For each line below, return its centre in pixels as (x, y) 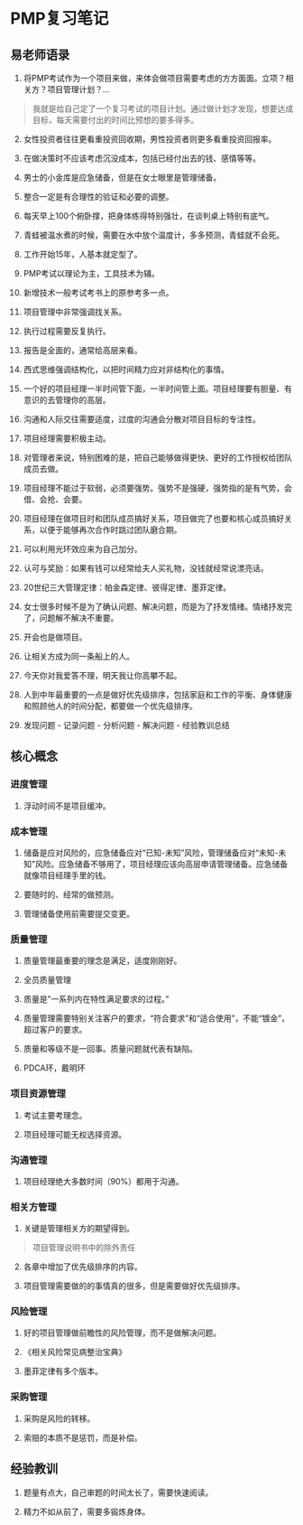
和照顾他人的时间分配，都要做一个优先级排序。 (110, 706)
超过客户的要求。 (55, 1030)
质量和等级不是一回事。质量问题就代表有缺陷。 (110, 1049)
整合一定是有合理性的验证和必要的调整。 (98, 196)
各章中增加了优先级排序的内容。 (83, 1267)
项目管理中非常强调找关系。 (75, 312)
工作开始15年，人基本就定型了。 (83, 254)
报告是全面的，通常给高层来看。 (83, 350)
